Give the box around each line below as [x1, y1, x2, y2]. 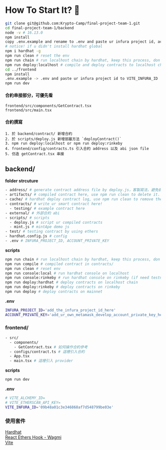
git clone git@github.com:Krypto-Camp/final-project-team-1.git [5, 21, 140, 26]
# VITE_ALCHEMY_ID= [5, 395, 45, 401]
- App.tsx [9, 354, 30, 359]
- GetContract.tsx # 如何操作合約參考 [14, 344, 88, 349]
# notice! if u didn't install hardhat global [5, 44, 103, 49]
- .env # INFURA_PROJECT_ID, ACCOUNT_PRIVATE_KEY [5, 238, 110, 244]
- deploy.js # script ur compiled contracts [9, 220, 103, 225]
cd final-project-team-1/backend [5, 25, 74, 30]
